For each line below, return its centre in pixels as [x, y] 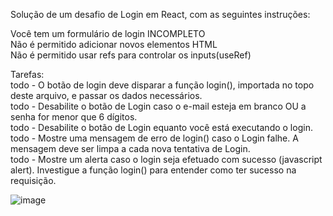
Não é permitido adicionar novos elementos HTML [114, 44]
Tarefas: [27, 74]
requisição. [33, 180]
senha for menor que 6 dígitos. [74, 117]
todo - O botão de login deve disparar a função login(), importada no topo [162, 85]
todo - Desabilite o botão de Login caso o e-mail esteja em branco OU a [158, 106]
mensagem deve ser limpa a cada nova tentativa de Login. [130, 148]
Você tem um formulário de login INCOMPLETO [108, 33]
